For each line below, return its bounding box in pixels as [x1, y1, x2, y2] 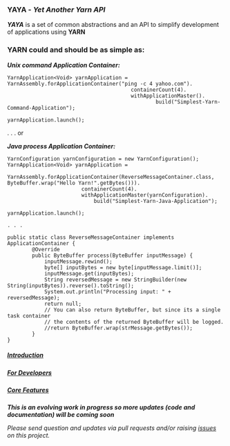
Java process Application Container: [7, 142, 116, 150]
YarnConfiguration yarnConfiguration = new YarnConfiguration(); [7, 155, 199, 162]
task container [7, 312, 51, 319]
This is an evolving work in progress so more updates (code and [7, 403, 195, 411]
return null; [44, 300, 82, 307]
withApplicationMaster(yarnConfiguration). [81, 191, 209, 198]
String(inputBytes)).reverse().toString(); [7, 282, 135, 289]
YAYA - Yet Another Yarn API [7, 5, 106, 14]
